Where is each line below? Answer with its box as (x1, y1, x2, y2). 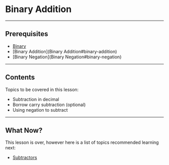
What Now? (5, 126, 43, 134)
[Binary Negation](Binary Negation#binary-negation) (12, 54, 122, 60)
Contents (5, 73, 35, 81)
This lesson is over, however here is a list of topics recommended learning (5, 139, 159, 145)
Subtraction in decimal (12, 96, 59, 102)
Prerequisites (5, 30, 48, 38)
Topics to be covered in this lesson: (5, 87, 79, 93)
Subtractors (12, 154, 37, 160)
